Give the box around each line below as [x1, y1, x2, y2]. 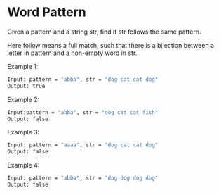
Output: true [7, 82, 46, 89]
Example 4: [7, 161, 40, 170]
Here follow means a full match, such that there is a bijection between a [7, 41, 215, 49]
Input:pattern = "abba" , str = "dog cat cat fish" [7, 108, 159, 116]
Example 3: [7, 128, 40, 137]
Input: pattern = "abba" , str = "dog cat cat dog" [7, 75, 159, 83]
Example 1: [7, 62, 39, 70]
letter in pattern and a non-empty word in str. [7, 49, 138, 57]
